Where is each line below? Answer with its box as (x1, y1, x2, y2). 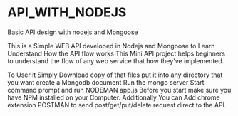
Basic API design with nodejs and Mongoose (7, 28, 138, 36)
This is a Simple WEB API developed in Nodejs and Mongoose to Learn (7, 41, 215, 50)
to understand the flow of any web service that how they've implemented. (7, 56, 224, 65)
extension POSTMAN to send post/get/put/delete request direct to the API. (7, 100, 227, 109)
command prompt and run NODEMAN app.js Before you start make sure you (7, 85, 232, 94)
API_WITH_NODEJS (7, 4, 127, 21)
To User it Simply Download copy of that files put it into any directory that (7, 70, 223, 79)
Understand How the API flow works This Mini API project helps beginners (7, 49, 226, 58)
